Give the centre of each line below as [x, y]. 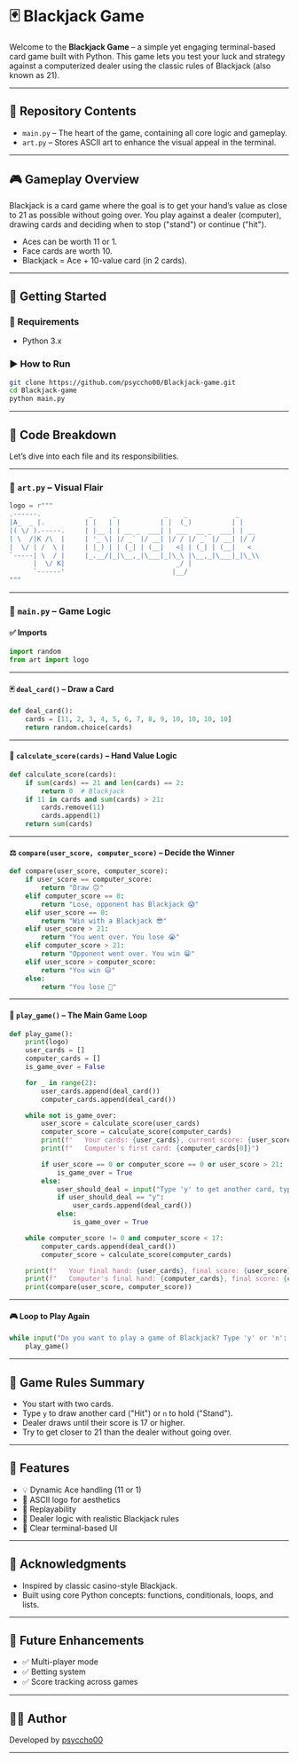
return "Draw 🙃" [72, 888]
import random [35, 652]
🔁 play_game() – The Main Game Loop [78, 1015]
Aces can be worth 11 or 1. [70, 241]
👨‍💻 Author [38, 1718]
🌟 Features [39, 1468]
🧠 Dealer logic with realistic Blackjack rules [101, 1518]
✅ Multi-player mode [60, 1662]
